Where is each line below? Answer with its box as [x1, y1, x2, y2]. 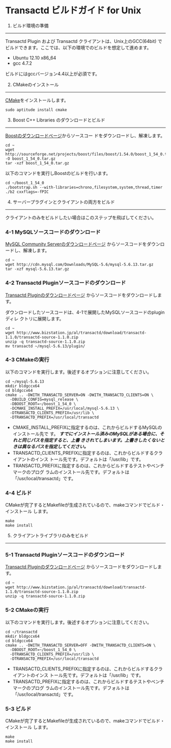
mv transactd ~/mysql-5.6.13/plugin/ [5, 343, 85, 348]
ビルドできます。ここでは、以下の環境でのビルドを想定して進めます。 [5, 44, 152, 51]
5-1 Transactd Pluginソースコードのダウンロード [5, 552, 125, 559]
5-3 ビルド [5, 705, 32, 712]
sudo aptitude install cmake [5, 107, 67, 112]
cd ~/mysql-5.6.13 [5, 379, 44, 384]
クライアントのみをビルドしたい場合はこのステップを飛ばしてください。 [5, 214, 157, 220]
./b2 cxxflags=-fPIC [5, 189, 49, 194]
